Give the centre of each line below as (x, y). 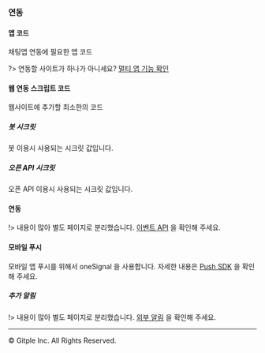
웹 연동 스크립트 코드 (39, 88)
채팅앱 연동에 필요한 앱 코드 (50, 52)
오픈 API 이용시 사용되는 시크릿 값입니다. (71, 189)
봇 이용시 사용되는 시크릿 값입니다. (61, 148)
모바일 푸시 (25, 247)
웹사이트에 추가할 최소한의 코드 (56, 107)
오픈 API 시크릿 (32, 167)
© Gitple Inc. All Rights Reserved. (62, 340)
